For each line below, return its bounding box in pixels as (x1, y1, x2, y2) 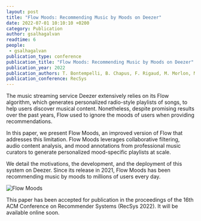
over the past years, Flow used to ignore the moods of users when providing (6, 112, 194, 119)
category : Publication (6, 25, 63, 32)
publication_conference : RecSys (6, 76, 87, 82)
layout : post (6, 8, 39, 15)
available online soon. (6, 209, 60, 216)
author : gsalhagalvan (6, 31, 60, 37)
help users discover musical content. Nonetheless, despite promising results (6, 105, 194, 112)
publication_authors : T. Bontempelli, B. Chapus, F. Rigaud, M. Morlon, (6, 70, 191, 76)
